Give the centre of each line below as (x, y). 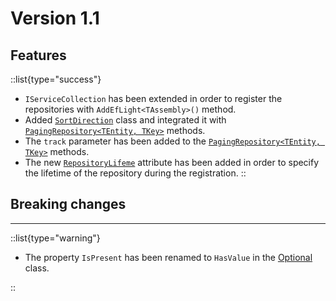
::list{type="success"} (56, 79)
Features (38, 55)
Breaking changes (68, 204)
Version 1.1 (55, 18)
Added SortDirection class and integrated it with (125, 120)
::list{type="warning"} (55, 238)
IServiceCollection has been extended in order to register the (153, 98)
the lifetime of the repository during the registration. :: (135, 173)
